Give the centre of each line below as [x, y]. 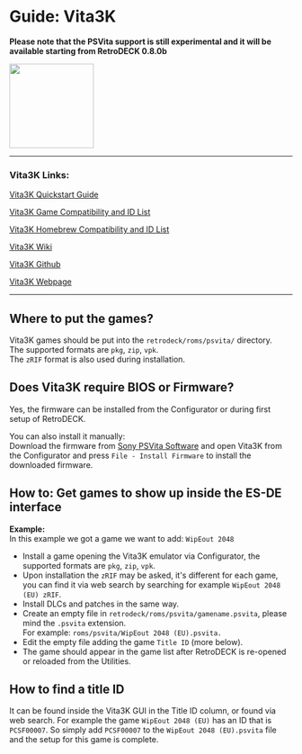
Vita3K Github [35, 265]
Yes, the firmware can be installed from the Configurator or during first [140, 409]
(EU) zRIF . [42, 594]
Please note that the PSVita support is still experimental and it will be [140, 41]
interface [36, 507]
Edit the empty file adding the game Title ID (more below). [133, 642]
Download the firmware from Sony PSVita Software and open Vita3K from [146, 445]
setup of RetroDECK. [48, 418]
